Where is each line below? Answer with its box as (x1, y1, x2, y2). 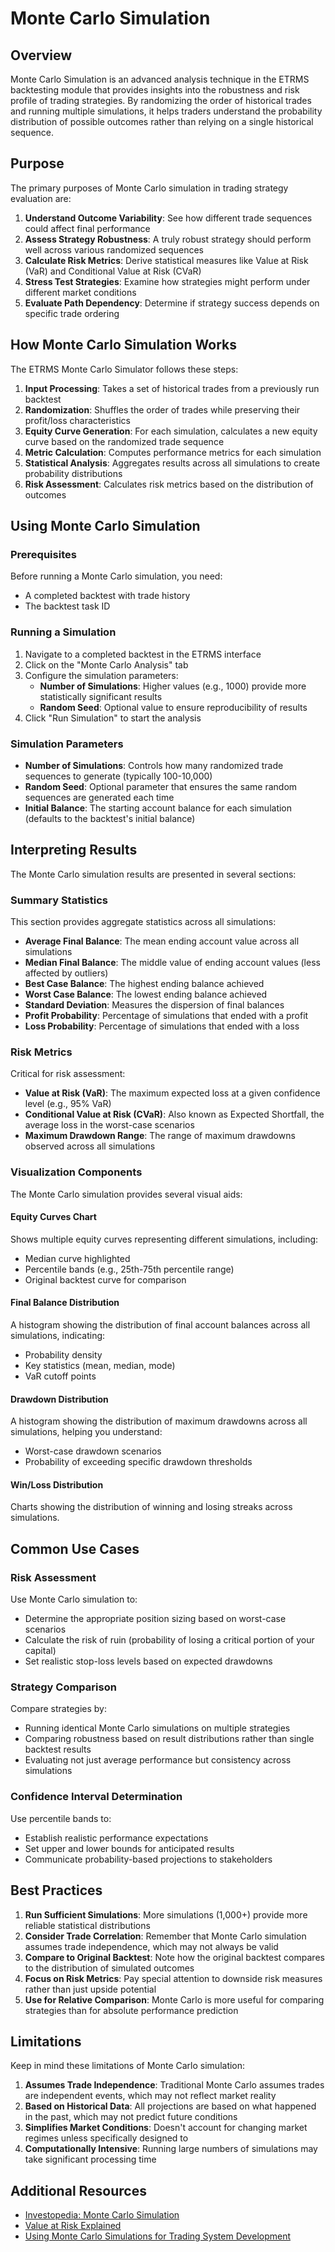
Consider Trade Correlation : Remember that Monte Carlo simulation (24, 1930, 307, 1942)
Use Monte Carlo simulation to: (10, 1593, 138, 1606)
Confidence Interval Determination (10, 1790, 183, 1804)
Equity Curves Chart (10, 1211, 97, 1223)
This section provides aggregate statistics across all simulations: (10, 916, 277, 928)
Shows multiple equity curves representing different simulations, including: (10, 1233, 319, 1245)
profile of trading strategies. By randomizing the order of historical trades (10, 95, 312, 106)
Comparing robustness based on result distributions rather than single (24, 1733, 315, 1745)
